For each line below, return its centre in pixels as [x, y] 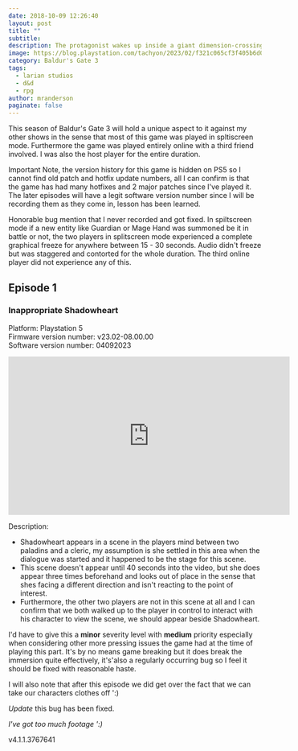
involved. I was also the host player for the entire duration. [104, 155]
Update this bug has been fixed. [61, 708]
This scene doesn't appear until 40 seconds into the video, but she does [140, 567]
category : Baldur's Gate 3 [53, 61]
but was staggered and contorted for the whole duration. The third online [129, 254]
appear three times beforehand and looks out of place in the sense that [137, 576]
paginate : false [35, 105]
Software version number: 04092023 [70, 345]
